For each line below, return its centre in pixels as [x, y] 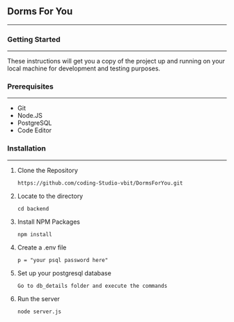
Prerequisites [30, 86]
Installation [27, 148]
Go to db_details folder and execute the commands [92, 286]
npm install [34, 234]
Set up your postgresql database [64, 273]
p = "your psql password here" [63, 260]
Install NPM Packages [49, 222]
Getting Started [34, 39]
